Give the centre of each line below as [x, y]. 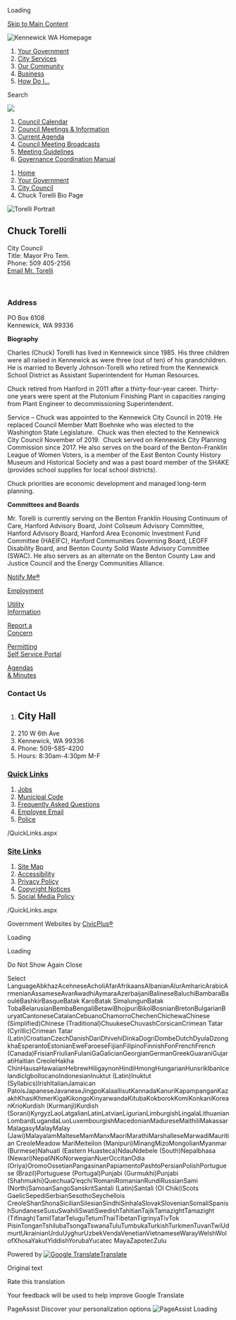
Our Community [41, 66]
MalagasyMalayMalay [39, 1128]
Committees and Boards [43, 505]
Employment [25, 591]
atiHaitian [21, 1061]
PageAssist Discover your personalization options [79, 1309]
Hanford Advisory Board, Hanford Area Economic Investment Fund [104, 533]
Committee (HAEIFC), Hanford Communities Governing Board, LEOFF [108, 541]
